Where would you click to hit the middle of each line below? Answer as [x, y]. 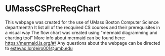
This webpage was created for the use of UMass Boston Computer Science [82, 22]
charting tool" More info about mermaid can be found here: [65, 38]
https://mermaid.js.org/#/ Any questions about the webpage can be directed [83, 43]
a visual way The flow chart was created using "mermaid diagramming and [81, 32]
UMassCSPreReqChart [53, 9]
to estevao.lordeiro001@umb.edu [39, 48]
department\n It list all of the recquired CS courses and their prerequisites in [82, 27]
